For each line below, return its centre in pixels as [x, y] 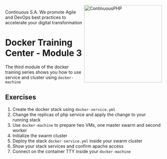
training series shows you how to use [43, 72]
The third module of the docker [37, 67]
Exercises [21, 97]
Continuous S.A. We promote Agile [41, 12]
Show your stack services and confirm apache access [68, 146]
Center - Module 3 [43, 53]
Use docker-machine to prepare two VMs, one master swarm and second [86, 125]
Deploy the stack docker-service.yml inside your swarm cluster [77, 141]
